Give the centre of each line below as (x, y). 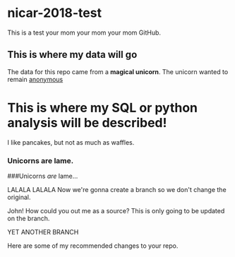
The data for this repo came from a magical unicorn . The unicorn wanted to (118, 71)
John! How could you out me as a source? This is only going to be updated (116, 210)
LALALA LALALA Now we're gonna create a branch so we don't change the (117, 189)
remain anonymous (35, 79)
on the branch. (29, 218)
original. (19, 197)
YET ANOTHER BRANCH (43, 232)
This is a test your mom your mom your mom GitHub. (84, 32)
